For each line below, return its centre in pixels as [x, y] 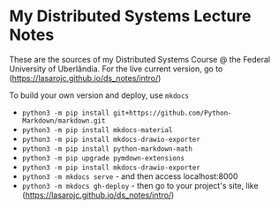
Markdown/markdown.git [64, 121]
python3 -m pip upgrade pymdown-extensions [103, 158]
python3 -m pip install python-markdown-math [107, 149]
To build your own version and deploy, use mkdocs [99, 95]
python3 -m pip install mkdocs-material [97, 130]
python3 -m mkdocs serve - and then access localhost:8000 [130, 176]
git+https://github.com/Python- [173, 113]
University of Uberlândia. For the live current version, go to [116, 69]
